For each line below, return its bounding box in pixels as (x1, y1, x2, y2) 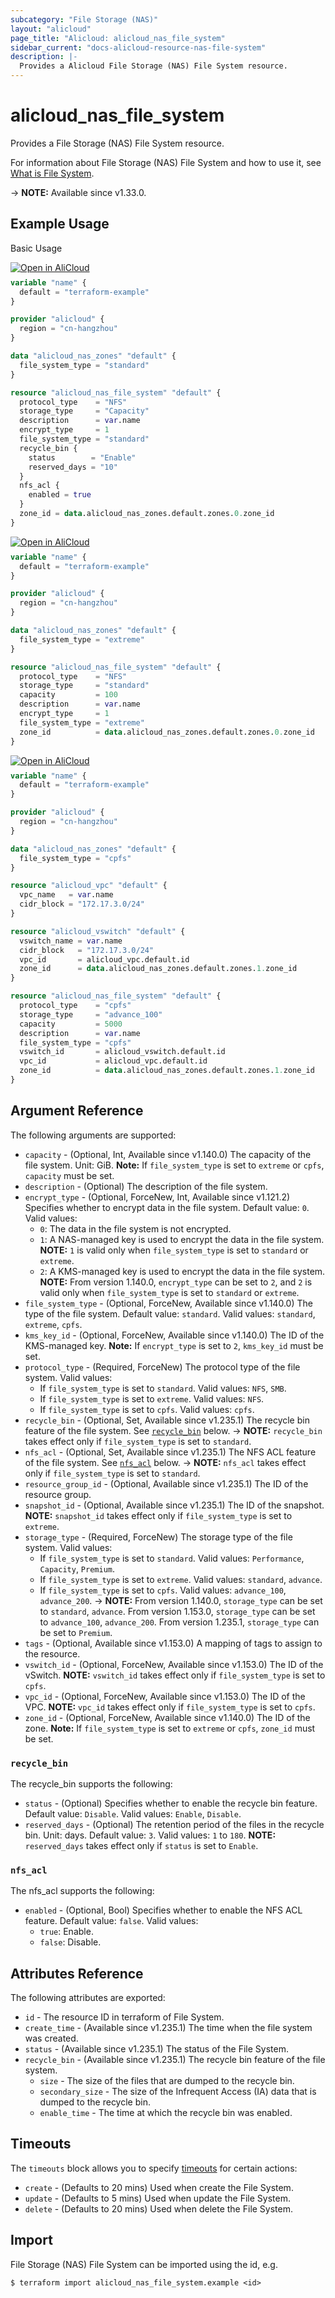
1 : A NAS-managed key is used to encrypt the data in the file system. (39, 1233, 325, 1245)
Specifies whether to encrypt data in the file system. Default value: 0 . (24, 1201, 310, 1213)
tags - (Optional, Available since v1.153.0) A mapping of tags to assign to (24, 1637, 323, 1649)
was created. (24, 2032, 79, 2045)
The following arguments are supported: (10, 1129, 177, 1141)
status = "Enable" (28, 452, 137, 463)
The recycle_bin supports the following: (10, 1777, 173, 1790)
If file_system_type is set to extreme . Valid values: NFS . (39, 1392, 265, 1405)
